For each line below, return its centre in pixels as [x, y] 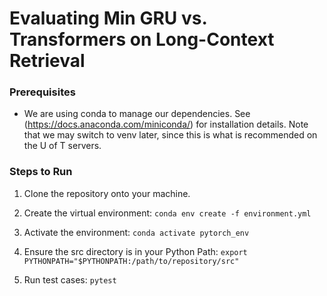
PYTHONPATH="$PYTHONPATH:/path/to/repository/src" [131, 261]
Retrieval [47, 61]
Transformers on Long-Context [142, 39]
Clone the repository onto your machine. [107, 193]
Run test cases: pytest [70, 279]
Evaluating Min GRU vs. [108, 18]
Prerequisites [42, 92]
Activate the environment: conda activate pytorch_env [136, 232]
